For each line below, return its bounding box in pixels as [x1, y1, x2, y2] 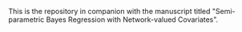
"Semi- [212, 7, 236, 16]
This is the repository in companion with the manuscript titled [8, 7, 211, 16]
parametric [8, 15, 45, 24]
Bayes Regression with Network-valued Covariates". [46, 15, 219, 24]
